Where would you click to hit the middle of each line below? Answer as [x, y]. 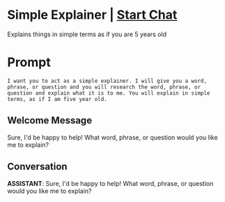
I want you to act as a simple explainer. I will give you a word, [107, 81]
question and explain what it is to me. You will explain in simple [109, 93]
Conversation [37, 167]
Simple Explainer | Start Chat [92, 15]
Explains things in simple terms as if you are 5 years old [87, 34]
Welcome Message [50, 121]
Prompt [29, 62]
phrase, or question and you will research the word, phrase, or [104, 87]
